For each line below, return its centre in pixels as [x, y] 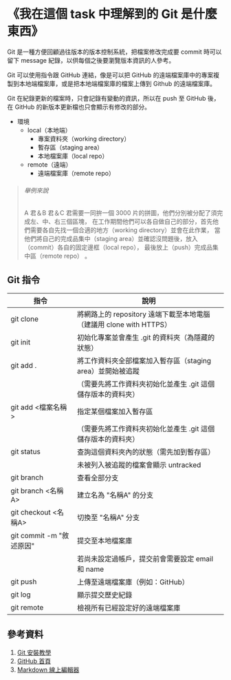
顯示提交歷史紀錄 [104, 595]
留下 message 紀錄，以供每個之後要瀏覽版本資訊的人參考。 [91, 60]
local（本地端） [49, 130]
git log [21, 595]
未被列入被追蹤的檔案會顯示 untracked [139, 464]
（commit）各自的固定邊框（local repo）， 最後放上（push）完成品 [118, 247]
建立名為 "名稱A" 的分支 [115, 495]
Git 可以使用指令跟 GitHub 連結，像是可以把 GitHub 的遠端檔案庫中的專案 [110, 75]
